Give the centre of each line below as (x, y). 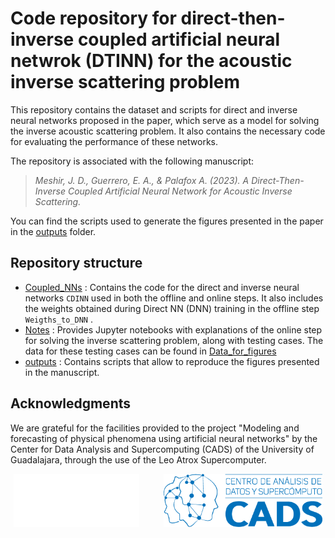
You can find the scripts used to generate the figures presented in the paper (167, 221)
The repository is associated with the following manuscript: (132, 161)
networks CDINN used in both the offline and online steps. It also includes (174, 298)
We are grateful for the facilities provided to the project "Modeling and (155, 428)
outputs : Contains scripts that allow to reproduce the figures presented (172, 361)
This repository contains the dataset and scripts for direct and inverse (154, 109)
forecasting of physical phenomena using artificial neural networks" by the (164, 438)
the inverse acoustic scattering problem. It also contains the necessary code (168, 131)
